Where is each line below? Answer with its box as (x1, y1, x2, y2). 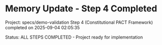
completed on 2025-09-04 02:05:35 (5, 24, 80, 30)
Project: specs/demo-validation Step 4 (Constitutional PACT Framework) (5, 19, 153, 25)
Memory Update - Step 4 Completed (5, 3, 158, 14)
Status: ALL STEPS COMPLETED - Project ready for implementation (5, 34, 143, 40)
